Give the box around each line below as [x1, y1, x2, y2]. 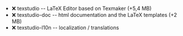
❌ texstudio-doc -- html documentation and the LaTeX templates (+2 [11, 12, 177, 18]
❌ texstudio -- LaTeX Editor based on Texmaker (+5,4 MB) [11, 5, 152, 12]
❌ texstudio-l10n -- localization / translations [11, 24, 119, 31]
